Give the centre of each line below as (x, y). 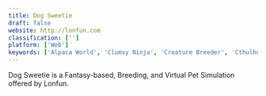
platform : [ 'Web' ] (38, 45)
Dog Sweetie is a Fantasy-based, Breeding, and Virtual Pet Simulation (122, 75)
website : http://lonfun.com (55, 30)
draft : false (30, 23)
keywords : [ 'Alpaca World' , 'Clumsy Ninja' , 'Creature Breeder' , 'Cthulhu (134, 52)
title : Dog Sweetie (40, 15)
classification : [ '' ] (44, 38)
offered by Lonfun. (39, 83)
